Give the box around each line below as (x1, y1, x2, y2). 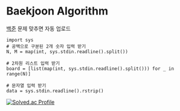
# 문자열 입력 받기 (6, 83, 47, 89)
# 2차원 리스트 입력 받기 (6, 60, 60, 66)
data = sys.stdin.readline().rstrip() (6, 87, 104, 94)
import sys (6, 37, 34, 43)
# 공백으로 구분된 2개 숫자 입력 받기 (6, 43, 86, 49)
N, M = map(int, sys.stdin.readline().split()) (6, 48, 129, 55)
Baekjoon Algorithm (6, 4, 109, 18)
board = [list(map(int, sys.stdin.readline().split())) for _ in (6, 65, 174, 72)
